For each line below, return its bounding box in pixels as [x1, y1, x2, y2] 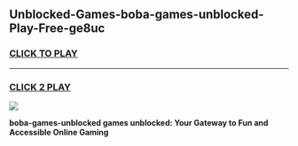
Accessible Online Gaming [9, 127, 109, 137]
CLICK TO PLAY [9, 48, 78, 60]
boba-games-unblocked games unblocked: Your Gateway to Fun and [9, 117, 269, 127]
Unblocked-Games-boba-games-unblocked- [9, 7, 264, 22]
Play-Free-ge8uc [9, 21, 106, 36]
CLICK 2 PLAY [9, 81, 71, 93]
